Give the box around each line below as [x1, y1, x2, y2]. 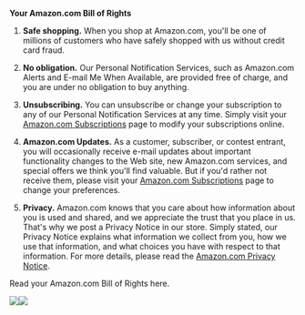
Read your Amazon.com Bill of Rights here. [9, 278, 170, 289]
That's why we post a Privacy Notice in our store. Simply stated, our [22, 222, 278, 232]
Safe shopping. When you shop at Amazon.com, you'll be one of [22, 25, 267, 36]
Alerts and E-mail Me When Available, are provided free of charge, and [22, 72, 289, 83]
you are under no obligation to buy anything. [22, 82, 189, 92]
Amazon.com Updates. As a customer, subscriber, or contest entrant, [22, 137, 287, 147]
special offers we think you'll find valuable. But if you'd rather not [22, 166, 268, 176]
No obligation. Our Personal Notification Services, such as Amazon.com [22, 63, 295, 73]
